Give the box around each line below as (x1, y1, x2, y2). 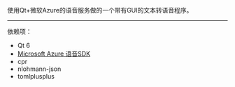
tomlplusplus (17, 72, 55, 80)
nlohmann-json (17, 65, 62, 73)
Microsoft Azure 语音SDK (17, 49, 91, 58)
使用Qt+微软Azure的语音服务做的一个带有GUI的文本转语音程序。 (7, 6, 193, 14)
